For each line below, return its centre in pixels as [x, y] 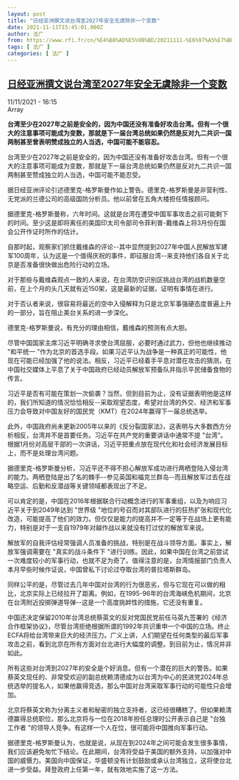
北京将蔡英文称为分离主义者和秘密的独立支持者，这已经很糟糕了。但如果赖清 [119, 710]
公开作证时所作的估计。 [48, 231]
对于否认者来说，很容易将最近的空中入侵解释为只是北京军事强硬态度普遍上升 [119, 304]
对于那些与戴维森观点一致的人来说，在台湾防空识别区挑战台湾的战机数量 [113, 279]
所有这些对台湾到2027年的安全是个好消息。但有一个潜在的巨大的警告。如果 [118, 668]
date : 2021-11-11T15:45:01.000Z [55, 27]
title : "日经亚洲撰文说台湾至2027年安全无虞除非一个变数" [84, 21]
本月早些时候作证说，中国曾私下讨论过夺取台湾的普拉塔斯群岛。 [101, 569]
